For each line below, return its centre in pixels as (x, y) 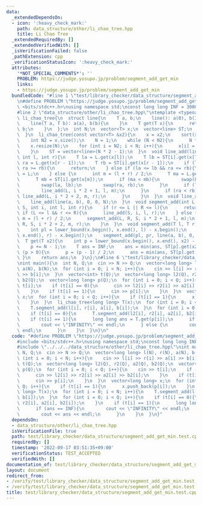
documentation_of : (29, 464)
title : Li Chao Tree (43, 34)
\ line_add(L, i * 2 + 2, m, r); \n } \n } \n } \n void (98, 196)
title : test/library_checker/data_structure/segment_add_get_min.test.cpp (102, 493)
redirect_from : (25, 476)
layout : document (28, 470)
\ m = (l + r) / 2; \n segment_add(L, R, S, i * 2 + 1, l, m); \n (106, 219)
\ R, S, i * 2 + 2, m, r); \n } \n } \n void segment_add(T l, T (103, 224)
